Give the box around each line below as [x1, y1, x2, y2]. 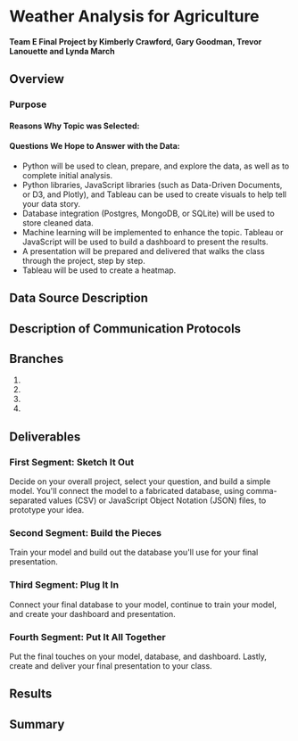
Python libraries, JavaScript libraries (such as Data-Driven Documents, [21, 179, 283, 190]
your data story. [21, 198, 81, 209]
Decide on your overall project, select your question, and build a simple [9, 476, 271, 487]
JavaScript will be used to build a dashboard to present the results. [21, 236, 269, 247]
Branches [9, 351, 64, 366]
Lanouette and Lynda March [9, 45, 115, 56]
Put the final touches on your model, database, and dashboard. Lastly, [9, 651, 268, 662]
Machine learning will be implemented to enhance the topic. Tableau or [21, 226, 284, 237]
